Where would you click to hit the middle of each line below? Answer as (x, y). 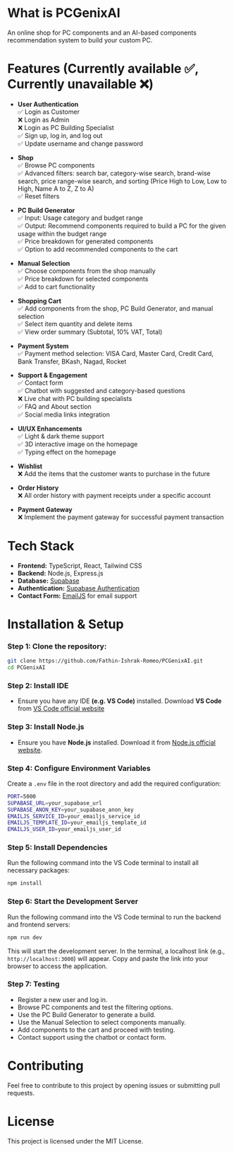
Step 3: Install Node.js (46, 727)
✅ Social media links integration (64, 414)
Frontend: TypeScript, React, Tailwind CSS (80, 565)
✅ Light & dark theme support (61, 436)
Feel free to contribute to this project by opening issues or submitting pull (114, 1085)
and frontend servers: (39, 924)
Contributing (45, 1066)
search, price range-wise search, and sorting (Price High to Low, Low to (122, 181)
